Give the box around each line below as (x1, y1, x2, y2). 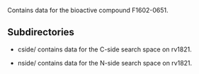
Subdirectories (7, 26, 74, 38)
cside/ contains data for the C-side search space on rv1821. (17, 45, 193, 54)
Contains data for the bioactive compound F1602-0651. (7, 6, 169, 14)
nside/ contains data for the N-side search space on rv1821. (17, 58, 193, 67)
